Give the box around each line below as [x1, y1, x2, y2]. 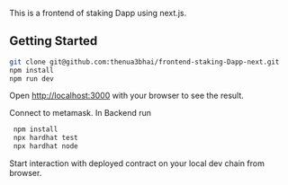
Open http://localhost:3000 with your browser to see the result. [9, 90, 245, 101]
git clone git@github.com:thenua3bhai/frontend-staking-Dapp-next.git [9, 57, 280, 66]
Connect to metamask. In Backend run [9, 108, 151, 119]
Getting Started [9, 33, 98, 48]
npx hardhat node [13, 142, 78, 151]
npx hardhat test [13, 134, 78, 143]
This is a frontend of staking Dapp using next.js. [9, 8, 187, 18]
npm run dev [9, 74, 54, 84]
